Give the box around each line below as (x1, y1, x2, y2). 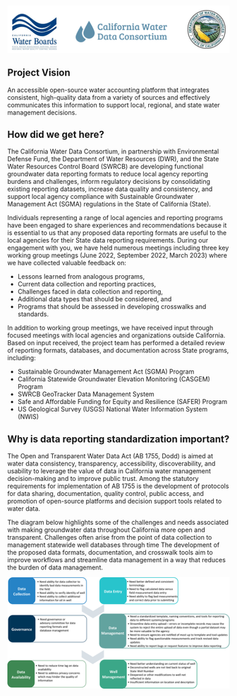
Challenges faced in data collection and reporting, (17, 287, 164, 296)
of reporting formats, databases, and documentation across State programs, (7, 346, 229, 355)
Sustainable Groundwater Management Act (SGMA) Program (17, 367, 195, 376)
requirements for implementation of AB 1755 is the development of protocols (7, 482, 229, 490)
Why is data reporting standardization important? (7, 433, 230, 445)
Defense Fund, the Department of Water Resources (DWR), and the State (7, 155, 219, 163)
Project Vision (7, 66, 71, 79)
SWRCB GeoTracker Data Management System (17, 390, 155, 398)
